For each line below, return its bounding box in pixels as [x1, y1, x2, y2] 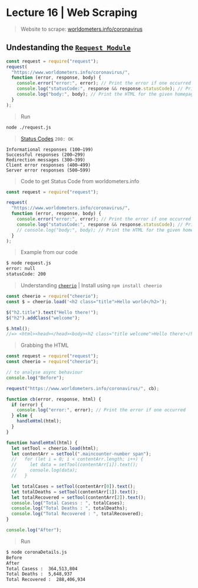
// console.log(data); [11, 467, 78, 473]
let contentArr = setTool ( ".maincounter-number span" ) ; [11, 451, 151, 457]
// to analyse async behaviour [6, 369, 83, 375]
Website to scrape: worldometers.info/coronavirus [20, 25, 143, 33]
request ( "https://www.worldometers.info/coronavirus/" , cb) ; [6, 385, 160, 391]
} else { [11, 412, 33, 419]
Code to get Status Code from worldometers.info [20, 177, 140, 184]
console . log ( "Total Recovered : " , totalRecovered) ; [11, 511, 144, 517]
